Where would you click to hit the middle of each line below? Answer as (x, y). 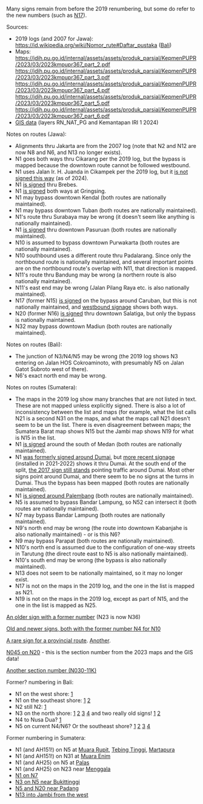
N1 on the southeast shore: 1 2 (53, 700)
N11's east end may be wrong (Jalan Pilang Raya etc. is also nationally (102, 288)
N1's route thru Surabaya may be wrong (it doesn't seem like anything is (105, 217)
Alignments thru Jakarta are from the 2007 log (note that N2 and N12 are (106, 146)
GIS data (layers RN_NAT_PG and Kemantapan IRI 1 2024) (87, 122)
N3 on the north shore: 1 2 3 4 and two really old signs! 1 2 (88, 713)
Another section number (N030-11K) (52, 670)
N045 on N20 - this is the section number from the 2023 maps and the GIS (100, 652)
